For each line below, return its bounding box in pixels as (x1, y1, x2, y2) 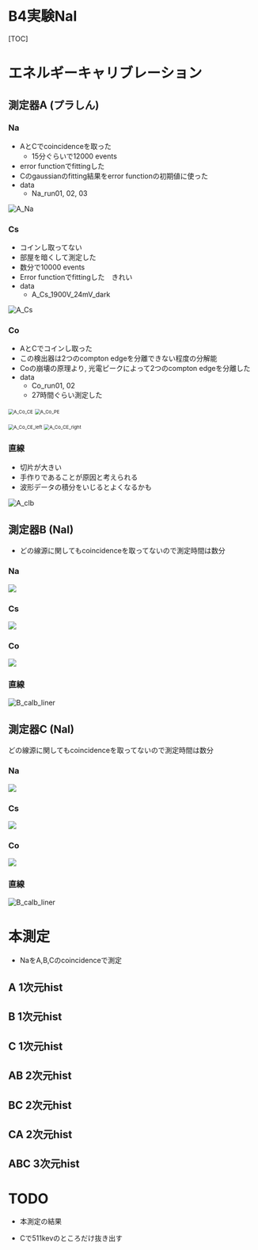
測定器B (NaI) (8, 523, 74, 537)
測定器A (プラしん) (8, 98, 100, 112)
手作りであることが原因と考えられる (19, 472, 138, 482)
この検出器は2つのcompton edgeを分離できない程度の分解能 (19, 354, 218, 363)
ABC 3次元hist (8, 1157, 80, 1171)
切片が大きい (19, 462, 62, 472)
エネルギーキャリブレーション (8, 64, 203, 82)
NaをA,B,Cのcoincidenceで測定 (19, 955, 123, 965)
